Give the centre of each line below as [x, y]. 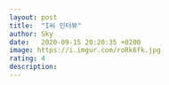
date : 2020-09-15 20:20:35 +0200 [75, 42]
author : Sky [31, 34]
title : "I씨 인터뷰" [45, 26]
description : [33, 67]
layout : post [33, 17]
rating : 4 [28, 58]
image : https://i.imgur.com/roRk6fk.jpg [85, 50]
